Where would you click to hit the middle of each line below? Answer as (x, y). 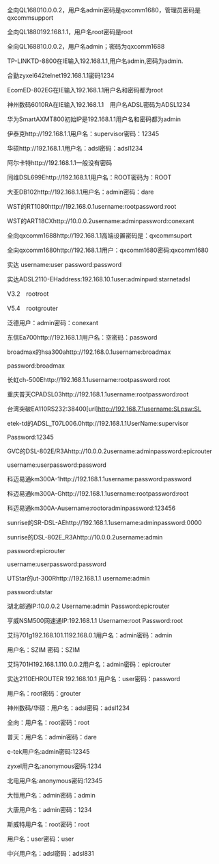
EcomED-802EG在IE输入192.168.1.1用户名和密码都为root (85, 90)
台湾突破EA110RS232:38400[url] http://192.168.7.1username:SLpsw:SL (104, 409)
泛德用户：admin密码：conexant (53, 323)
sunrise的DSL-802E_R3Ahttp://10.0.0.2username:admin (85, 537)
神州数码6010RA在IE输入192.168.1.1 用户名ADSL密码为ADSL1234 (99, 104)
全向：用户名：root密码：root (48, 722)
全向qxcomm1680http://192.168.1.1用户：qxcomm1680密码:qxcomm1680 (108, 250)
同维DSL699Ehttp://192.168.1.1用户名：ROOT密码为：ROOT (89, 177)
